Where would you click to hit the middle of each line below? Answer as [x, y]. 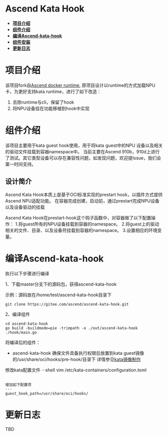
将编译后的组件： [23, 342]
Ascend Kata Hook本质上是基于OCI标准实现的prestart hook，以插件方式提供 [84, 194]
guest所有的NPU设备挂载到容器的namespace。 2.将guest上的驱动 [91, 224]
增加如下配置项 [18, 385]
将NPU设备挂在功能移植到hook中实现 [51, 108]
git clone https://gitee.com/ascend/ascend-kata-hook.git [67, 304]
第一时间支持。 [21, 164]
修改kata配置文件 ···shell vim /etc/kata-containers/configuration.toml [76, 370]
